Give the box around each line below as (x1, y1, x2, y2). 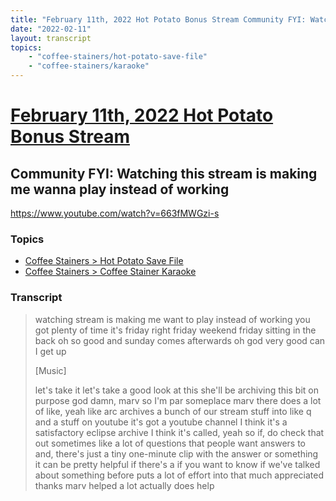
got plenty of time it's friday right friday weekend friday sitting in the (34, 324, 317, 336)
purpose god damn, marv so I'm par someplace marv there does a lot (34, 394, 322, 406)
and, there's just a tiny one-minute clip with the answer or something (34, 447, 319, 460)
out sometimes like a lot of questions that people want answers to (34, 437, 307, 449)
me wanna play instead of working (10, 181, 230, 198)
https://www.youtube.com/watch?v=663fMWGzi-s (10, 207, 220, 219)
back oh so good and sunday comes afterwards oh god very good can (34, 334, 326, 346)
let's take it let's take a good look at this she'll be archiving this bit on (34, 384, 319, 396)
